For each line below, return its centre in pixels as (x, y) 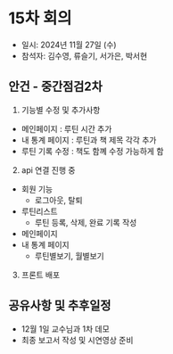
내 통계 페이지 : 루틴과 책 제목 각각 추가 (89, 140)
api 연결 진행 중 (48, 169)
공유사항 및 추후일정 (60, 305)
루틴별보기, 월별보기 (69, 256)
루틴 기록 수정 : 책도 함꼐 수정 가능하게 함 (92, 151)
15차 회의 (40, 18)
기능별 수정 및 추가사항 (61, 110)
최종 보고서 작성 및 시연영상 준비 (77, 340)
